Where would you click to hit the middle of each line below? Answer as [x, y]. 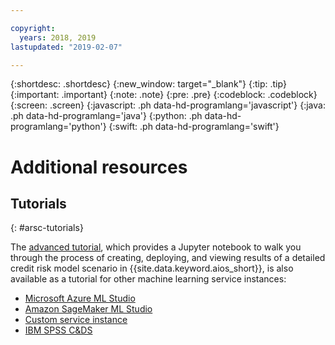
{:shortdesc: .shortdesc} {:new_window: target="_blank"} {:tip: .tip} [148, 84]
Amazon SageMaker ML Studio [88, 309]
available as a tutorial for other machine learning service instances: [148, 279]
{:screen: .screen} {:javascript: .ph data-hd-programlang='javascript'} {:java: [168, 105]
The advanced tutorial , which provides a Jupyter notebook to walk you [156, 247]
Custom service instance [76, 320]
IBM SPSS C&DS [58, 330]
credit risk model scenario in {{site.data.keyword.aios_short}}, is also [152, 268]
